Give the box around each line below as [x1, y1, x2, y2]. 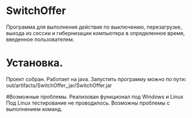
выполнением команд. [6, 105, 63, 112]
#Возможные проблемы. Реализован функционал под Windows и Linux [6, 93, 184, 100]
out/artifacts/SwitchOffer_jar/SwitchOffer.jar [6, 82, 113, 89]
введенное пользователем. [6, 36, 75, 43]
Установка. [6, 57, 63, 70]
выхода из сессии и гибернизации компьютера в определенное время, [6, 29, 185, 36]
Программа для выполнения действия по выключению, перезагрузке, [6, 23, 183, 30]
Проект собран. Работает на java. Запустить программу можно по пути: [6, 75, 187, 82]
